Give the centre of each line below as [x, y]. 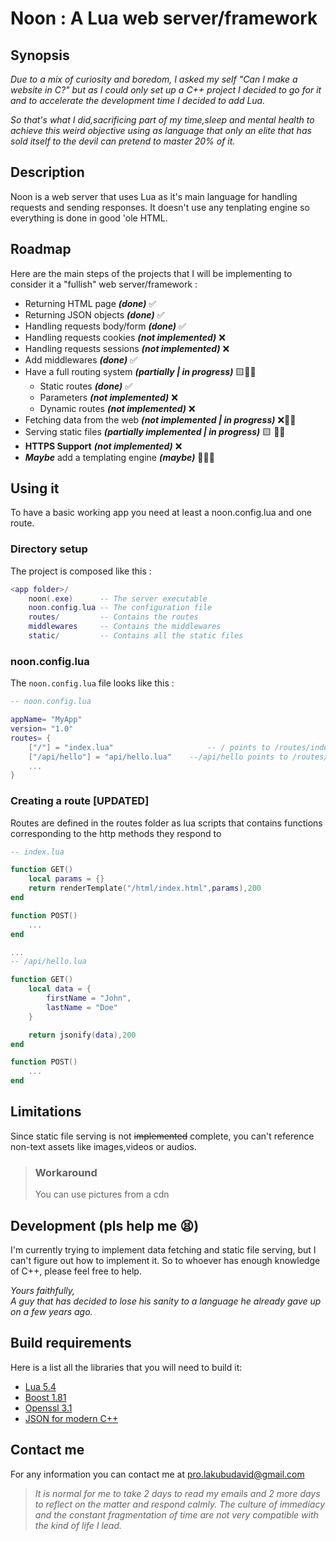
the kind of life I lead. [78, 1525]
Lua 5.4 [40, 1386]
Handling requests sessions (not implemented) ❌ [127, 348]
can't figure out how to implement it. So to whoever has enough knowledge [165, 1260]
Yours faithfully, [43, 1290]
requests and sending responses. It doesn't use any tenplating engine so [160, 207]
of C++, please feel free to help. [76, 1271]
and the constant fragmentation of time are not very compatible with [176, 1514]
